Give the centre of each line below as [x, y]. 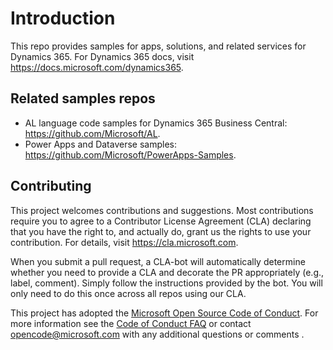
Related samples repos [83, 98]
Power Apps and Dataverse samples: [101, 144]
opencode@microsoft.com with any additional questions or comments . [157, 334]
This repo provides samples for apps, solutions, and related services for [158, 46]
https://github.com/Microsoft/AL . [92, 133]
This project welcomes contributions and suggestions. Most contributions [162, 210]
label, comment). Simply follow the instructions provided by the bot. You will [166, 283]
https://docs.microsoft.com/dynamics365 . [97, 67]
